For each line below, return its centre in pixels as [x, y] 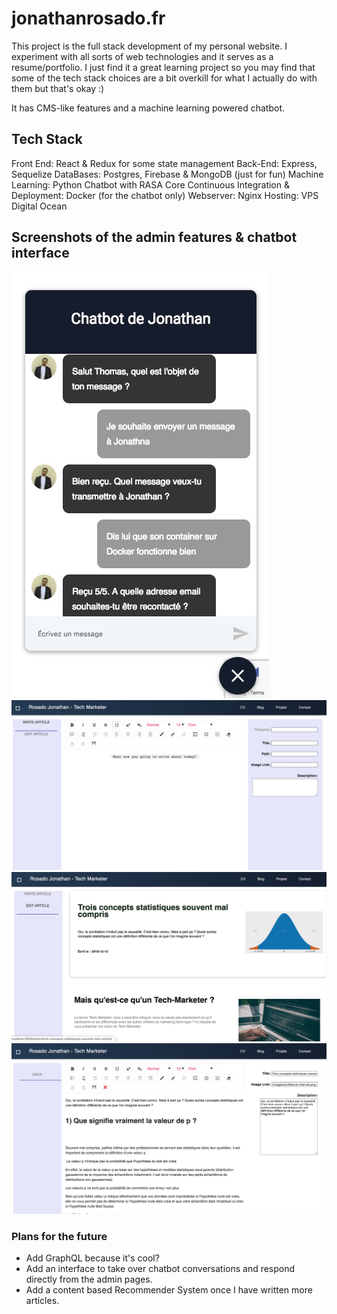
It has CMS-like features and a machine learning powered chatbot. [148, 108]
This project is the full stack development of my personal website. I [149, 46]
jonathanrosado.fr [88, 18]
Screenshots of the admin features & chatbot [154, 237]
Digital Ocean [39, 206]
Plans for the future [59, 1237]
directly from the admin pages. [89, 1279]
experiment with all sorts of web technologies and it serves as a [142, 56]
